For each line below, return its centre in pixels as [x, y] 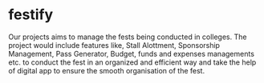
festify [31, 15]
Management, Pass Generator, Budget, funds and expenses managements [132, 53]
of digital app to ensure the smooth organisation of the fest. [107, 70]
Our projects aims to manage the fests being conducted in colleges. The [128, 37]
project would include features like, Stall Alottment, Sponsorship [114, 45]
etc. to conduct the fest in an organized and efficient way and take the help [132, 62]
